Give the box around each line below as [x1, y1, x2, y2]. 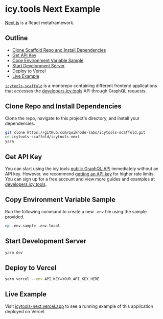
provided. [5, 214, 24, 220]
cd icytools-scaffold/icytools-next [5, 134, 80, 140]
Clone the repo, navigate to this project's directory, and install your [5, 115, 140, 121]
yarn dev [5, 250, 23, 255]
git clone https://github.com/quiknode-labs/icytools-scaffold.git [5, 130, 146, 135]
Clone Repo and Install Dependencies [5, 102, 121, 111]
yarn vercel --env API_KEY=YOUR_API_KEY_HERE [5, 277, 99, 282]
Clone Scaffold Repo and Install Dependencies [12, 47, 106, 53]
